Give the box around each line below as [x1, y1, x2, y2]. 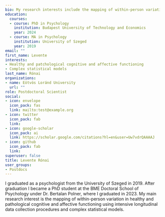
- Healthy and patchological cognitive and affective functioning [5, 62, 144, 67]
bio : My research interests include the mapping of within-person [5, 7, 144, 12]
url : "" [9, 84, 26, 90]
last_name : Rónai [5, 71, 41, 76]
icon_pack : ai [9, 131, 38, 136]
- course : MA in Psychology [9, 35, 67, 40]
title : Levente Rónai [5, 158, 50, 163]
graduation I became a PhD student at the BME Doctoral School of [5, 186, 139, 191]
